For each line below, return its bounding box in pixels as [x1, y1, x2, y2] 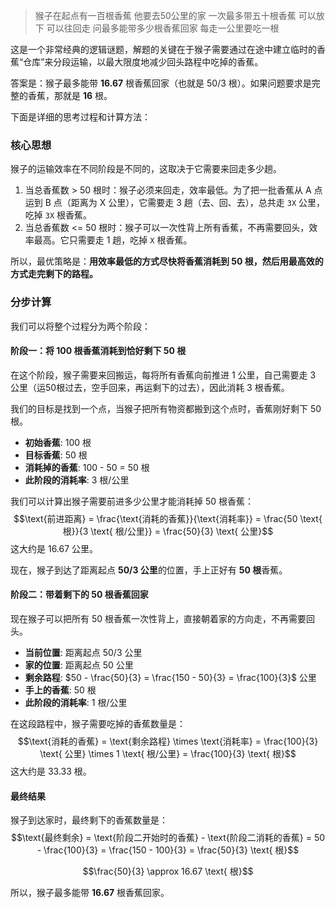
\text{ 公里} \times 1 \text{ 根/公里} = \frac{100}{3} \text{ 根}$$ [39, 748, 297, 759]
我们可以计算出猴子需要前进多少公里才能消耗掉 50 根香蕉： [10, 495, 255, 507]
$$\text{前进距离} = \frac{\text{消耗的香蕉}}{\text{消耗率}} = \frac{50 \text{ [13, 512, 323, 524]
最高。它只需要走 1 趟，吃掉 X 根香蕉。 [33, 234, 193, 246]
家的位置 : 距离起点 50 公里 [24, 659, 134, 671]
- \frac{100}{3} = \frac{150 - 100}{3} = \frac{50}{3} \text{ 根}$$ [36, 844, 300, 856]
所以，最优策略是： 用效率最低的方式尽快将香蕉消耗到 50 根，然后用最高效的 [10, 255, 324, 268]
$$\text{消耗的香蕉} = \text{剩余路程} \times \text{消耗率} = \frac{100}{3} [17, 735, 319, 747]
